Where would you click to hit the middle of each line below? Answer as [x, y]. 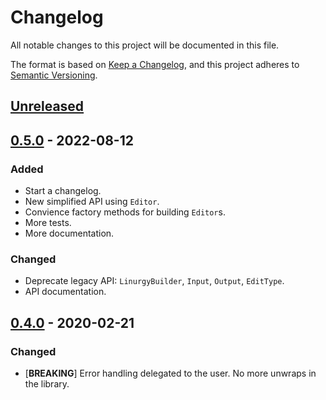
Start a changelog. [63, 191]
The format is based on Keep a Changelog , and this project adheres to [155, 64]
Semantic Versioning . [54, 75]
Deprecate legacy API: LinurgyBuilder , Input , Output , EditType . [154, 281]
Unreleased [47, 106]
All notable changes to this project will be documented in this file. [145, 45]
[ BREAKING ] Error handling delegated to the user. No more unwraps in [170, 373]
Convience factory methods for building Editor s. [125, 212]
